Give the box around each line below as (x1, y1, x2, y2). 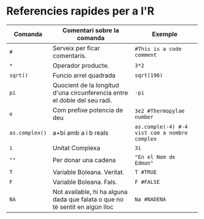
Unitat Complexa (52, 143, 100, 152)
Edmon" (134, 159, 154, 166)
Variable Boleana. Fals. (52, 177, 117, 186)
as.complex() (9, 129, 47, 136)
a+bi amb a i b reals (52, 128, 109, 137)
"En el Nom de (134, 153, 176, 160)
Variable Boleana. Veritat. (52, 168, 124, 176)
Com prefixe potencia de (52, 106, 123, 114)
